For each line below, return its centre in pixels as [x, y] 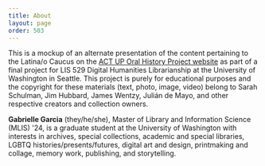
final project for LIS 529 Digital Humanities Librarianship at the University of [132, 70]
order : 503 [26, 30]
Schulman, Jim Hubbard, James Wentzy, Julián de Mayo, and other [119, 96]
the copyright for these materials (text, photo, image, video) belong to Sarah [133, 87]
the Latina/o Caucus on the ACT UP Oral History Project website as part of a [133, 61]
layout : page [30, 23]
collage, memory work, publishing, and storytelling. [92, 153]
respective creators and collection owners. [78, 104]
